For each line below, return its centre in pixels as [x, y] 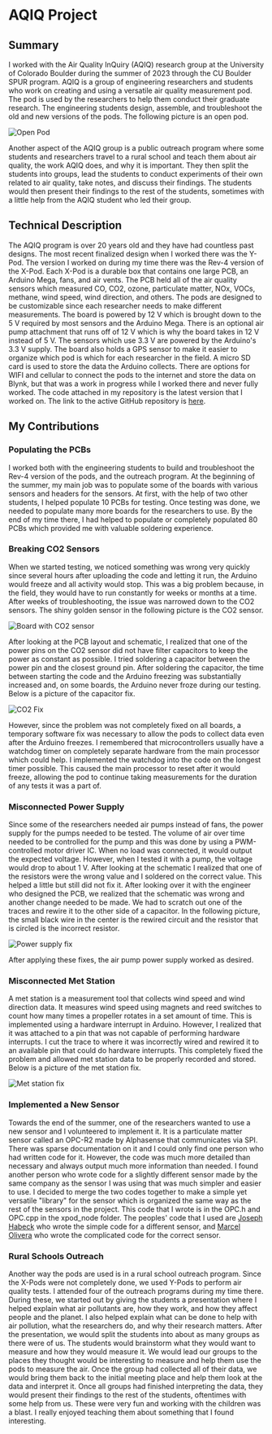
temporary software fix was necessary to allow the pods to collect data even [136, 734]
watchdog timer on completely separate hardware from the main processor [134, 751]
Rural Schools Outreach [56, 1256]
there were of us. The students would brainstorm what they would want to [132, 1343]
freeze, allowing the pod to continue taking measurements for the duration [133, 777]
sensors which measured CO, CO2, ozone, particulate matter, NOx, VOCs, [132, 288]
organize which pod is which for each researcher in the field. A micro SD [130, 357]
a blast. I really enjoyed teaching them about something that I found [121, 1412]
